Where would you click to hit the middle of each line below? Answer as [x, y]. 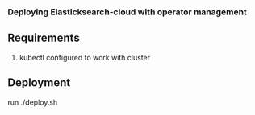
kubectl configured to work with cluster [85, 57]
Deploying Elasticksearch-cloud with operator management [127, 12]
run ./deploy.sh [33, 102]
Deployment [39, 83]
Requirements [44, 38]
